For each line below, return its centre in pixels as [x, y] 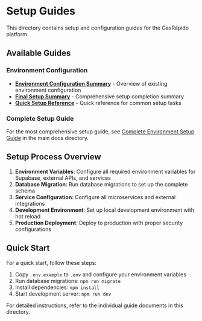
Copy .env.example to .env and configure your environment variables [101, 274]
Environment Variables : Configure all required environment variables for [105, 171]
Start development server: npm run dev [63, 293]
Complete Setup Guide [40, 118]
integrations [30, 203]
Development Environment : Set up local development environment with [105, 210]
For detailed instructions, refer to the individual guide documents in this [95, 305]
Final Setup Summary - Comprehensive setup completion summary [99, 96]
